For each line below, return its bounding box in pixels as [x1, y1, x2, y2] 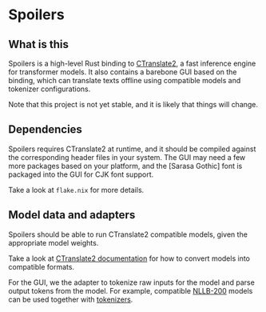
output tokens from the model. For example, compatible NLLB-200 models [8, 286, 253, 295]
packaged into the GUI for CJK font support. [8, 170, 154, 179]
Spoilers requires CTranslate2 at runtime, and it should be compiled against [8, 144, 256, 154]
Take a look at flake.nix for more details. [8, 185, 145, 194]
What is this [8, 38, 69, 51]
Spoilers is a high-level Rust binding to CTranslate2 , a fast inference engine [8, 58, 256, 68]
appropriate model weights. [8, 238, 99, 247]
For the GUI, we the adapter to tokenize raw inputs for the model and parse [8, 278, 256, 287]
